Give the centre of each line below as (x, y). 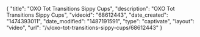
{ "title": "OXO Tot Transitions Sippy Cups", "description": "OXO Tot (91, 9)
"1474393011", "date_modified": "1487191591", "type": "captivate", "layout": (101, 21)
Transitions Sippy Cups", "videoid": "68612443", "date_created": (87, 15)
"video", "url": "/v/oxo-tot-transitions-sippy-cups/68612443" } (84, 27)
